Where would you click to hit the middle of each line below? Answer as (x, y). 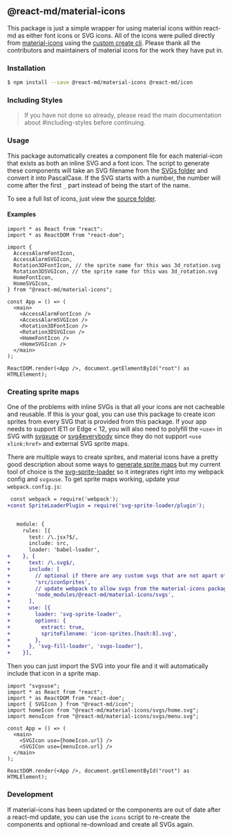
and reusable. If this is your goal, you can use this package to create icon (111, 414)
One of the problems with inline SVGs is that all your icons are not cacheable (116, 407)
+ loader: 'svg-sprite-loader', (65, 614)
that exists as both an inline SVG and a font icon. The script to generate (108, 163)
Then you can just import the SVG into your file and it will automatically (108, 666)
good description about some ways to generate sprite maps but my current (114, 465)
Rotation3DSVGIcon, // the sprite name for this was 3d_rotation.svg (115, 271)
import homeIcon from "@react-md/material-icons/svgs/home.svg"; (103, 710)
